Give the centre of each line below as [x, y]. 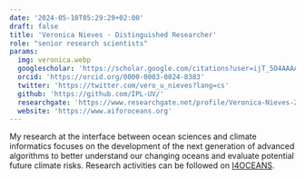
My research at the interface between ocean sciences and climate [133, 136]
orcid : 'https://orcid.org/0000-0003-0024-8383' [111, 77]
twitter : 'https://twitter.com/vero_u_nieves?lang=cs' [123, 85]
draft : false [34, 26]
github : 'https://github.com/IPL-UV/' [91, 94]
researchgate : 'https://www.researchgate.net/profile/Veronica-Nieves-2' [160, 102]
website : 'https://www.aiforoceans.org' [95, 111]
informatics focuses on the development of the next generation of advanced [152, 146]
